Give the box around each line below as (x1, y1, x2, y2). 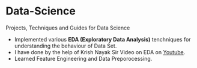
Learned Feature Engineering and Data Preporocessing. (14, 55, 153, 62)
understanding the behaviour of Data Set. (14, 42, 117, 49)
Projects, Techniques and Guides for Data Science (5, 24, 130, 31)
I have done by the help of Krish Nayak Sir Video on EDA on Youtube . (14, 48, 186, 55)
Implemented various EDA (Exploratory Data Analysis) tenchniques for (14, 36, 191, 43)
